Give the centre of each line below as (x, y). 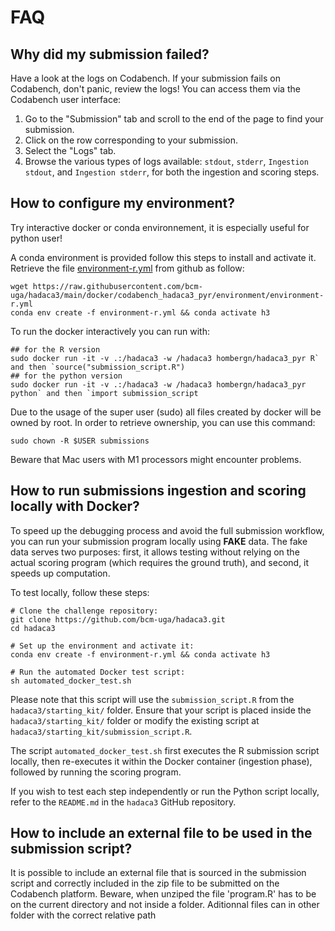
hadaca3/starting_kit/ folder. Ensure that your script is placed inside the (161, 710)
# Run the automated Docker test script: (98, 672)
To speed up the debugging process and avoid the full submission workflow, (167, 530)
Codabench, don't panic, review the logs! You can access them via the (155, 89)
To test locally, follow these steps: (80, 592)
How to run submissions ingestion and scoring (158, 491)
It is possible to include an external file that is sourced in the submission (158, 873)
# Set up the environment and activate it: (102, 646)
